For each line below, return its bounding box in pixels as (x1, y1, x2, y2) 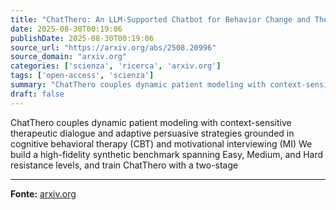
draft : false (10, 89, 65, 99)
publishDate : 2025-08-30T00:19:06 (10, 33, 155, 43)
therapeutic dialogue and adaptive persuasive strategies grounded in (10, 127, 295, 139)
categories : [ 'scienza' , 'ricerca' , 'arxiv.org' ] (10, 61, 222, 71)
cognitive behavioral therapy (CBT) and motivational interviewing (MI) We (10, 137, 313, 150)
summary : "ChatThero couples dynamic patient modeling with (10, 80, 267, 90)
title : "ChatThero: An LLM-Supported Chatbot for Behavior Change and (10, 14, 311, 25)
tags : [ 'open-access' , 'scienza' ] (10, 71, 155, 81)
